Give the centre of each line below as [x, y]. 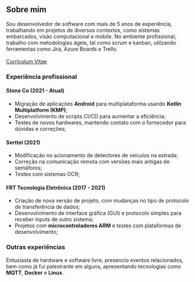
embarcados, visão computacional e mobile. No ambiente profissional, [91, 36]
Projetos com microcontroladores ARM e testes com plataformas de [98, 225]
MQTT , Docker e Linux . [35, 273]
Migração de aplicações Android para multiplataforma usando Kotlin [98, 104]
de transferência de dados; [47, 207]
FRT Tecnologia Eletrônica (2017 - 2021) [56, 187]
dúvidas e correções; [40, 128]
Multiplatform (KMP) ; [41, 110]
